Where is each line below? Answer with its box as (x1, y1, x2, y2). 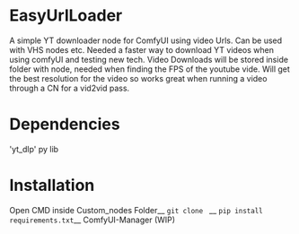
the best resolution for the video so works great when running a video (9, 73, 268, 83)
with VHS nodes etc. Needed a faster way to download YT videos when (9, 44, 274, 55)
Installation (9, 176, 95, 195)
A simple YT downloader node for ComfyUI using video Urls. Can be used (9, 35, 283, 46)
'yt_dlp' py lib (9, 143, 59, 154)
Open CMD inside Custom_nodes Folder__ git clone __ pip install (9, 204, 263, 215)
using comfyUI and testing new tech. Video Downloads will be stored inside (9, 54, 289, 65)
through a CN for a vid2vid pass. (9, 82, 130, 93)
